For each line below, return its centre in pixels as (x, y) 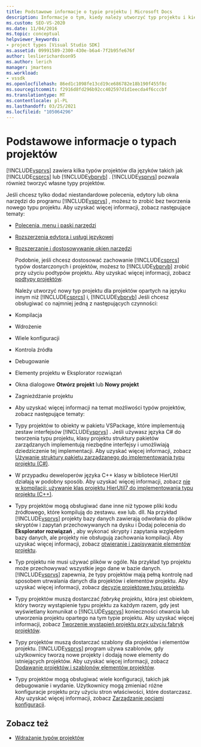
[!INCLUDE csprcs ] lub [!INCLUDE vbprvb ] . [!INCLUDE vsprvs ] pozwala (93, 177)
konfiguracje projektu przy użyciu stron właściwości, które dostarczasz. (103, 692)
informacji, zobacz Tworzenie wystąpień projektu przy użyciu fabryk (99, 624)
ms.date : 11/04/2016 (32, 28)
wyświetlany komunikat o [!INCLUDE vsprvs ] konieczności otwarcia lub (102, 612)
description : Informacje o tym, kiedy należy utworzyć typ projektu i (96, 17)
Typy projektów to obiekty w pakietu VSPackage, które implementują (100, 425)
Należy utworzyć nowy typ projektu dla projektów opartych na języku (100, 291)
